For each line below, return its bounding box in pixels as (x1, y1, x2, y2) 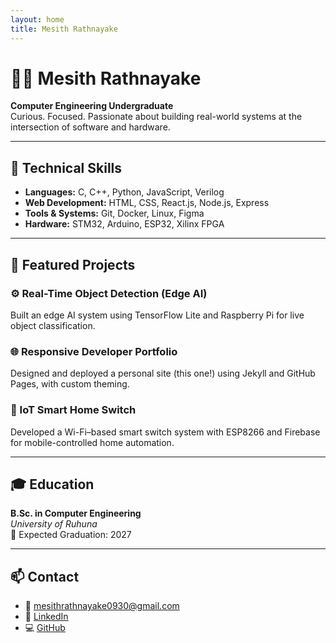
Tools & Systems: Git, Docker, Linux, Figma (24, 207, 205, 220)
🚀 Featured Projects (10, 256, 136, 273)
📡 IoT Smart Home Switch (10, 403, 137, 417)
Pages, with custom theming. (10, 378, 130, 390)
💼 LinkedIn (24, 611, 69, 623)
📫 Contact (10, 568, 80, 585)
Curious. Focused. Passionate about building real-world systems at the (10, 111, 303, 123)
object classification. (10, 319, 96, 331)
